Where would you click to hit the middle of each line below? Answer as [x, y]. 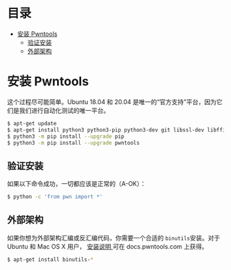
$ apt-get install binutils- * [51, 259]
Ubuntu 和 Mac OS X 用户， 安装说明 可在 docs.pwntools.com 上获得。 [108, 246]
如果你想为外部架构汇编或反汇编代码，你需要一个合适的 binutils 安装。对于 [114, 238]
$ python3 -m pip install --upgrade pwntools [73, 143]
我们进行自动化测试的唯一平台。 [64, 110]
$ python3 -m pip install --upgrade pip [66, 136]
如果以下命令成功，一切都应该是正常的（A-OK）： [77, 184]
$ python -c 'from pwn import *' [55, 197]
